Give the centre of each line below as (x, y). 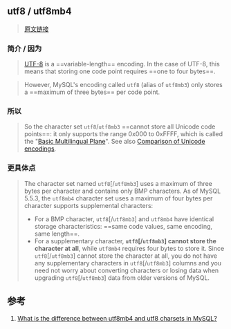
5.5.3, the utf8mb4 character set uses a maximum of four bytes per (118, 198)
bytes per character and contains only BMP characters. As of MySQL (122, 191)
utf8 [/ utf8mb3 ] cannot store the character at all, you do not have (126, 256)
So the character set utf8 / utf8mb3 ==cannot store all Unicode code (120, 126)
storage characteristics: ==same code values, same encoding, (123, 226)
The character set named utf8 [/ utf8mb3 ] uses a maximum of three (118, 183)
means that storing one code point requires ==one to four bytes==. (120, 71)
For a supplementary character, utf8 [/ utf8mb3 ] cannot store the (125, 241)
